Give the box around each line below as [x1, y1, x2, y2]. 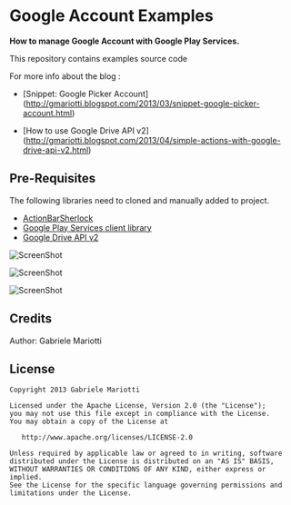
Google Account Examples [9, 5, 214, 26]
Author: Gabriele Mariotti [9, 335, 103, 346]
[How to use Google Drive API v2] [22, 124, 150, 136]
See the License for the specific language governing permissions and [9, 480, 283, 490]
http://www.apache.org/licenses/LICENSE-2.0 [21, 433, 194, 442]
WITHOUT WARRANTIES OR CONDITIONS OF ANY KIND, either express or [9, 465, 266, 474]
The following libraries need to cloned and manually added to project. [9, 194, 270, 205]
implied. [9, 473, 43, 482]
